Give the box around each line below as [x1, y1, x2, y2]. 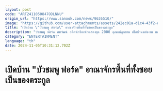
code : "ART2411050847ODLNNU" [5, 12, 64, 16]
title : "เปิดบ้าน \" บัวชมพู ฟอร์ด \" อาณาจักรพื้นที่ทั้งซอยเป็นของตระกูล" [5, 25, 115, 30]
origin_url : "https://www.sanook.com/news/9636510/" [5, 16, 114, 21]
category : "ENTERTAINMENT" [5, 34, 60, 39]
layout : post [5, 7, 32, 12]
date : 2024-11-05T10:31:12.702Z [5, 43, 70, 48]
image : [5, 20, 18, 26]
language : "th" [5, 39, 36, 44]
